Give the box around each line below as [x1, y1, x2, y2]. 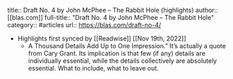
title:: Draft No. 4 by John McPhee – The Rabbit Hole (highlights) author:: [7, 6, 218, 14]
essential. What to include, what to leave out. [28, 64, 159, 72]
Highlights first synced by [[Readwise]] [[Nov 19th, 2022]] [17, 34, 186, 43]
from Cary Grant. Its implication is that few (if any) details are [28, 49, 206, 57]
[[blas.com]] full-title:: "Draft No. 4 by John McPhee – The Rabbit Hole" [7, 13, 214, 22]
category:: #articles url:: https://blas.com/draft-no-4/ [7, 21, 161, 29]
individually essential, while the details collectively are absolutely [28, 57, 217, 65]
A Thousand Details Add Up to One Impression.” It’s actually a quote [28, 42, 226, 50]
